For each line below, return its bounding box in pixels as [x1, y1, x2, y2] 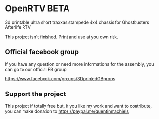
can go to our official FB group [5, 66, 67, 72]
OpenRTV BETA [5, 3, 70, 14]
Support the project [5, 90, 66, 98]
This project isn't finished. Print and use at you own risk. [5, 34, 118, 40]
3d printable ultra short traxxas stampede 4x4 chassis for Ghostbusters [5, 19, 149, 25]
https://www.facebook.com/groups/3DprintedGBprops [5, 75, 115, 81]
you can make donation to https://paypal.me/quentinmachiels [5, 108, 129, 114]
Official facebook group [5, 48, 79, 56]
